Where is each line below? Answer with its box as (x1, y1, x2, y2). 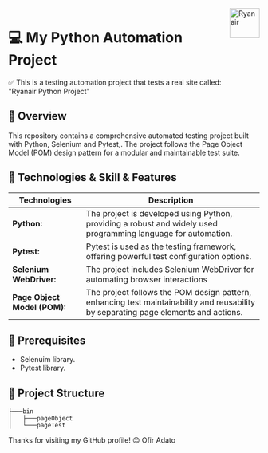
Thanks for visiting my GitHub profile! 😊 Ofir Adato (8, 435, 176, 445)
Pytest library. (19, 363, 66, 373)
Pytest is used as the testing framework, (85, 241, 237, 252)
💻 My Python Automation (8, 29, 183, 47)
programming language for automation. (85, 227, 233, 238)
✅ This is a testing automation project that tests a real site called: (8, 77, 222, 87)
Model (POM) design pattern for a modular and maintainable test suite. (8, 148, 241, 157)
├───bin (8, 408, 34, 416)
